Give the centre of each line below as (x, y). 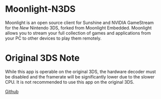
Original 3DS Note (42, 58)
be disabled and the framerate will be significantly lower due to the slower (80, 76)
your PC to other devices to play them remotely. (53, 38)
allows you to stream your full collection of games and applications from (78, 33)
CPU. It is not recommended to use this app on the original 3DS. (70, 82)
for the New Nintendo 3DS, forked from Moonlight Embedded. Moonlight (79, 27)
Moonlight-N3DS (40, 9)
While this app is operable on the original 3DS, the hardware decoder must (80, 72)
